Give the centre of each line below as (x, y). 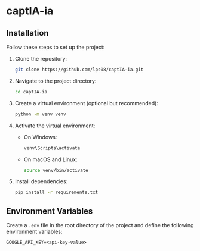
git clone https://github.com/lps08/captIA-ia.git (79, 70)
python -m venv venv (40, 114)
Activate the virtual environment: (55, 125)
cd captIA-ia (31, 92)
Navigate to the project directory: (56, 81)
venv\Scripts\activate (52, 148)
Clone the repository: (41, 59)
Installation (27, 33)
